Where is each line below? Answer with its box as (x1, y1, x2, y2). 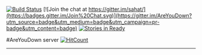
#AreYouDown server (6, 36, 59, 43)
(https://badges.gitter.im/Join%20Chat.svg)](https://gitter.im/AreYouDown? (6, 12, 192, 19)
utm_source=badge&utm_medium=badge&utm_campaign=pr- (6, 19, 160, 25)
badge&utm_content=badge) (6, 25, 78, 32)
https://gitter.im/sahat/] (88, 6, 146, 13)
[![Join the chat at (43, 6, 87, 13)
